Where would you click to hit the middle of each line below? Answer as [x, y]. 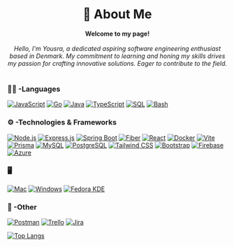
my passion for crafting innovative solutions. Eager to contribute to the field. [117, 63]
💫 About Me [117, 14]
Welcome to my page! [117, 34]
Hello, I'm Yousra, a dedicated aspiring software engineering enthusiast [117, 48]
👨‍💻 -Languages [34, 89]
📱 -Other [22, 207]
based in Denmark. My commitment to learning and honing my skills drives [117, 56]
